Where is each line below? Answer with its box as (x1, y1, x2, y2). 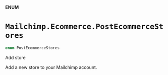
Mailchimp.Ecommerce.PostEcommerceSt (5, 22, 164, 32)
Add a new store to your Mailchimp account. (5, 64, 97, 70)
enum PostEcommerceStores (5, 45, 60, 50)
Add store (5, 54, 26, 60)
